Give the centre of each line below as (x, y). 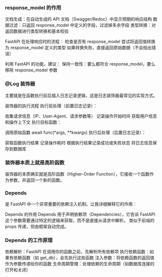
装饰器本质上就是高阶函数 (35, 163)
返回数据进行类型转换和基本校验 (37, 31)
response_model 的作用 (33, 7)
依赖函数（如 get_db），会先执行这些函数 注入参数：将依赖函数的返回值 (84, 258)
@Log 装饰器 (20, 84)
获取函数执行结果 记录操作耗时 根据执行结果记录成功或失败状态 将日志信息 (79, 143)
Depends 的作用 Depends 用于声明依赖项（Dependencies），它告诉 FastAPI (80, 214)
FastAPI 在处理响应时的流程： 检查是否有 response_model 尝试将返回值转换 (80, 42)
